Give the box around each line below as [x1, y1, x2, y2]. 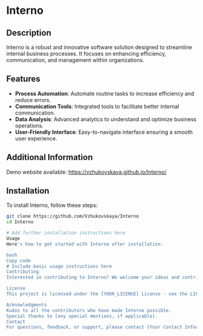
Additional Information [6, 152, 93, 163]
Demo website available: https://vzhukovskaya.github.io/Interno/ [6, 168, 167, 176]
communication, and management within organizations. [6, 57, 144, 63]
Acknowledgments [6, 302, 47, 308]
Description [6, 28, 51, 38]
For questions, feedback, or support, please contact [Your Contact [6, 324, 182, 331]
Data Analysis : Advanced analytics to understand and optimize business [14, 115, 197, 122]
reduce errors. [14, 96, 51, 103]
